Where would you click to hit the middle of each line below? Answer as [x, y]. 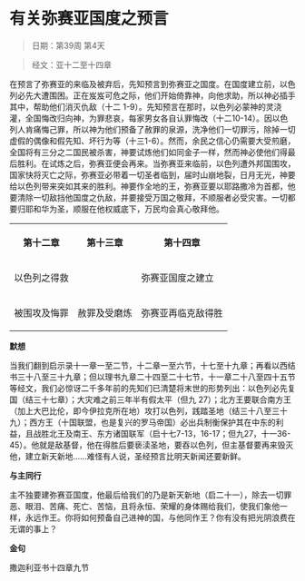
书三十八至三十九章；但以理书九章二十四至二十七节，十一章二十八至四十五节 [152, 377]
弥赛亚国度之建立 [178, 278]
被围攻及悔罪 [42, 312]
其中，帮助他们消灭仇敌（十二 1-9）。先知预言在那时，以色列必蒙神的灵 [142, 106]
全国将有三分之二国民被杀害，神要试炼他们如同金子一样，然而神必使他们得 [148, 152]
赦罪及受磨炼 [105, 312]
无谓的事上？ [33, 528]
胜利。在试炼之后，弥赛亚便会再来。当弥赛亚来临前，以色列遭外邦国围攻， [156, 163]
